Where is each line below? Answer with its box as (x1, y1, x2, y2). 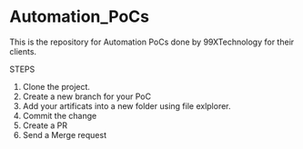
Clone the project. (22, 81, 91, 92)
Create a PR (22, 120, 68, 131)
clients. (9, 45, 37, 56)
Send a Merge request (22, 129, 107, 140)
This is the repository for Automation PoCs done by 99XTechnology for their (9, 36, 295, 47)
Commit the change (22, 110, 97, 121)
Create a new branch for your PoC (22, 91, 152, 102)
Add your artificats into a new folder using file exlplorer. (22, 100, 231, 111)
